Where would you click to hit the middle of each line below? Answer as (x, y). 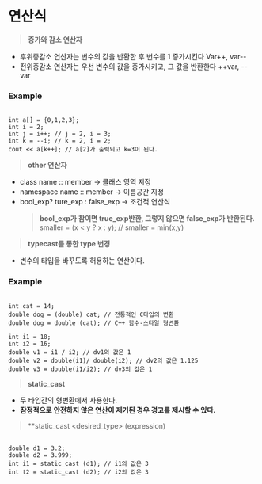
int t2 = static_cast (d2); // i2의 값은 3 (78, 472)
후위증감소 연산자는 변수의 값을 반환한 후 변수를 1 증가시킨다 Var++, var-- (133, 56)
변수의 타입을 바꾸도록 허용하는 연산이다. (82, 261)
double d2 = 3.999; (40, 455)
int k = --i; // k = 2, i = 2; (60, 141)
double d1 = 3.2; (37, 448)
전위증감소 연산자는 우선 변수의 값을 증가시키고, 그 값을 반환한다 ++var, (129, 66)
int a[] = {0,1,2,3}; (44, 120)
